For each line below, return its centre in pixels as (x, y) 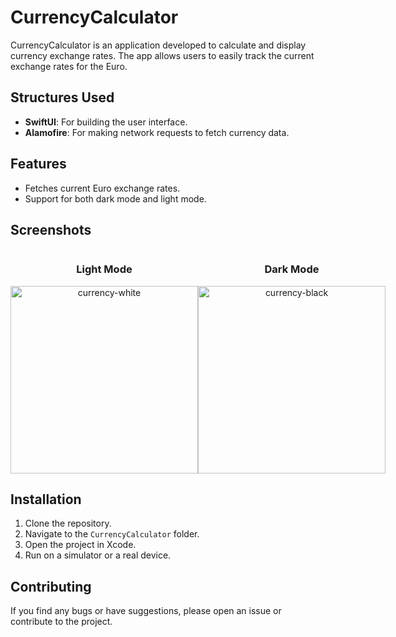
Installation (46, 499)
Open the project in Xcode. (80, 545)
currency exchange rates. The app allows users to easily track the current (162, 55)
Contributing (51, 586)
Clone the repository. (68, 523)
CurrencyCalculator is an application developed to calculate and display (158, 45)
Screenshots (51, 229)
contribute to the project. (61, 622)
